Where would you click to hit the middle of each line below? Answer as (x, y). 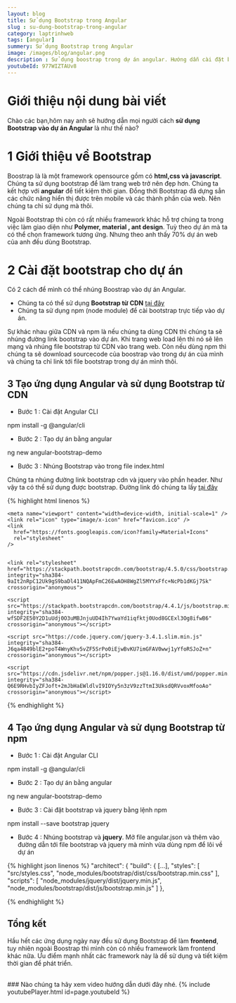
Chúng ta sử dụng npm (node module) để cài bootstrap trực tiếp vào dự (121, 311)
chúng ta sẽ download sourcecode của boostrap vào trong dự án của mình (115, 354)
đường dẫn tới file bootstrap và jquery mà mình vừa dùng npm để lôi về (120, 845)
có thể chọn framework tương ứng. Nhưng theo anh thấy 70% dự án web (112, 234)
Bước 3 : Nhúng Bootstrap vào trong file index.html (91, 466)
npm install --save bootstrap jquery (59, 824)
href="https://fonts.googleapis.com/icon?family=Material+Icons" (111, 532)
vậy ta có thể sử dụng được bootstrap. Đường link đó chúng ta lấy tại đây (112, 487)
